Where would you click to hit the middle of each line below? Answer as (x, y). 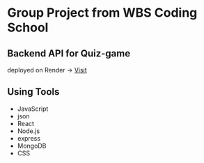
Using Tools (33, 92)
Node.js (29, 131)
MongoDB (32, 146)
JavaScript (33, 109)
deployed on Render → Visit (47, 70)
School (28, 28)
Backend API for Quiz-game (69, 53)
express (29, 138)
